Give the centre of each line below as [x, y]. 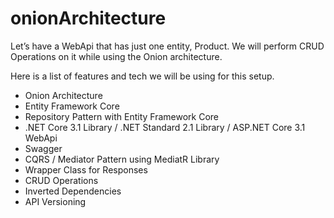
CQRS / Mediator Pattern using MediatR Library [122, 159]
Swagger [43, 148]
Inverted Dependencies [73, 191]
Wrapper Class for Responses [86, 169]
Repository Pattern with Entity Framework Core [121, 116]
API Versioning [55, 201]
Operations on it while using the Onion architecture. [116, 56]
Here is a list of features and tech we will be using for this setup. [142, 76]
